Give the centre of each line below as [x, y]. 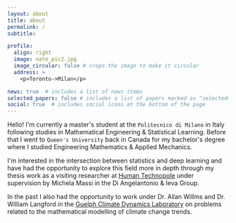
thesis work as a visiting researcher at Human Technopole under [101, 176]
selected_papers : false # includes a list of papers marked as [102, 98]
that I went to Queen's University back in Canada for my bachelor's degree [116, 140]
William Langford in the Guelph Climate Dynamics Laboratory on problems [114, 204]
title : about [26, 20]
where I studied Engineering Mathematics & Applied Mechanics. [100, 147]
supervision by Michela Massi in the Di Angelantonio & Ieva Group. [103, 183]
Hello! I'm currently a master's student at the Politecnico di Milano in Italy [116, 125]
